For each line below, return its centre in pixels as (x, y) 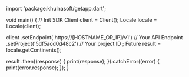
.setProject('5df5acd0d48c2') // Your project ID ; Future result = (84, 44)
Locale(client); (24, 26)
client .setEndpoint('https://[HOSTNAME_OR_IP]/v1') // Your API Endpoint (94, 37)
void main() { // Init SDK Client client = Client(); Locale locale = (82, 20)
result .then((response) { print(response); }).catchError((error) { (83, 61)
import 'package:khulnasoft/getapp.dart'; (56, 9)
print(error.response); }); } (38, 68)
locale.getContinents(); (34, 50)
